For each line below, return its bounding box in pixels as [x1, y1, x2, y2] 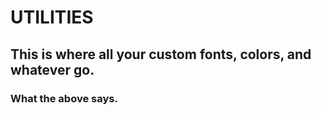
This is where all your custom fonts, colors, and [10, 46, 312, 63]
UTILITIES [10, 6, 94, 29]
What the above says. [10, 91, 118, 105]
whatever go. [10, 61, 95, 78]
